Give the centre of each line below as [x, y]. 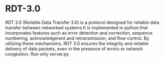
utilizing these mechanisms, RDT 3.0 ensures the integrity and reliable [77, 43]
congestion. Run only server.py [37, 54]
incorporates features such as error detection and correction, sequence [79, 33]
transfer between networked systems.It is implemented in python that [77, 27]
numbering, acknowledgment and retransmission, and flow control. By [77, 38]
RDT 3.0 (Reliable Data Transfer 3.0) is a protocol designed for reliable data [82, 22]
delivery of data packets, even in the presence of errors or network [74, 49]
